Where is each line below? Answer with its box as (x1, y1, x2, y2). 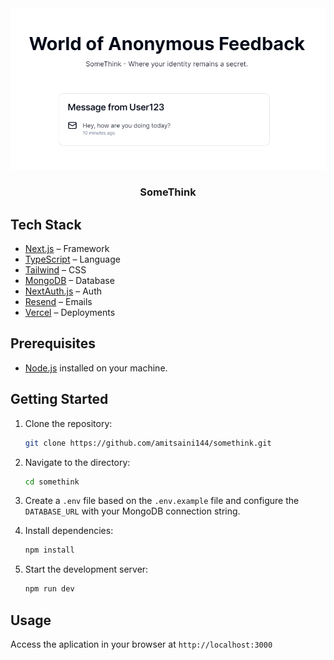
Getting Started (10, 391, 109, 408)
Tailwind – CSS (24, 264, 87, 276)
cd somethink (24, 477, 80, 487)
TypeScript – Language (24, 253, 121, 266)
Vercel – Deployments (24, 307, 116, 319)
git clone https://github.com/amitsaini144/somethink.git (24, 438, 272, 448)
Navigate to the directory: (24, 456, 131, 468)
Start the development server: (24, 563, 149, 576)
